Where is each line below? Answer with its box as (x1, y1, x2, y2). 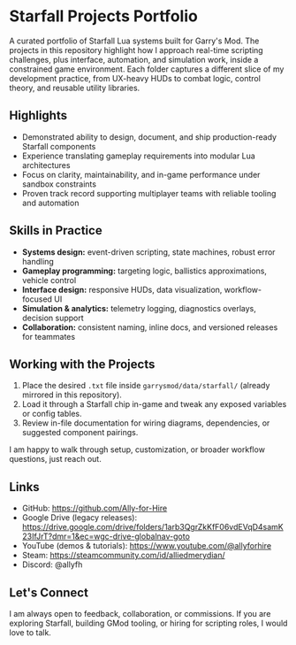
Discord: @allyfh (21, 559, 83, 570)
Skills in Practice (9, 223, 103, 238)
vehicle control (21, 274, 77, 285)
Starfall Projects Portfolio (9, 6, 199, 27)
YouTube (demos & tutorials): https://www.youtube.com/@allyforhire (21, 541, 272, 551)
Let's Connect (9, 585, 88, 600)
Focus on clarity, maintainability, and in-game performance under (21, 169, 261, 180)
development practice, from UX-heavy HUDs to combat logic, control (9, 73, 261, 83)
